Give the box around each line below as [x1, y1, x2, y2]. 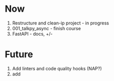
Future [5, 49, 34, 60]
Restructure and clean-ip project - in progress [12, 20, 109, 26]
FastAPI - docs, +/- [12, 31, 53, 37]
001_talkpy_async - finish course [12, 25, 81, 31]
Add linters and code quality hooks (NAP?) [12, 65, 102, 71]
